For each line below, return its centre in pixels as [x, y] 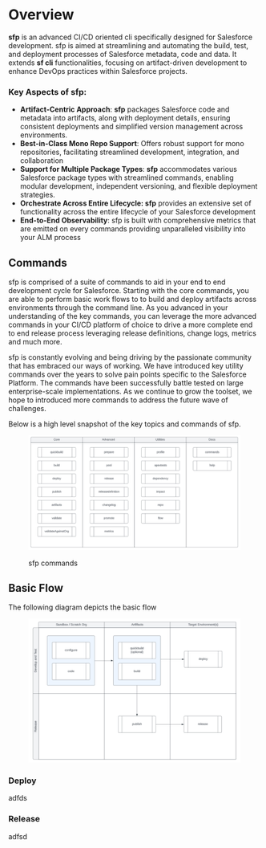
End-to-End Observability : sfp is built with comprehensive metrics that [138, 220]
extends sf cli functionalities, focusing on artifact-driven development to [128, 63]
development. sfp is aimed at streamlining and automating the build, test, [129, 45]
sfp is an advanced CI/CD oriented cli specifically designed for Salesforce [131, 37]
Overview [41, 15]
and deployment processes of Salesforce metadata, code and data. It [123, 54]
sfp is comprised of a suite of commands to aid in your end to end [117, 282]
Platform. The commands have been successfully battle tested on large [126, 383]
